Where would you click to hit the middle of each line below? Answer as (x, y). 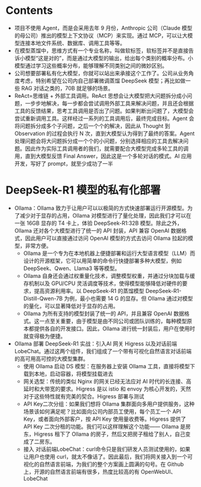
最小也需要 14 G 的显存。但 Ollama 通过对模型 (136, 298)
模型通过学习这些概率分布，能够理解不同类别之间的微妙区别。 (91, 65)
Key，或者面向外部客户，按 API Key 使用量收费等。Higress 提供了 (105, 419)
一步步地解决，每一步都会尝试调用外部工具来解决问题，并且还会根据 (109, 103)
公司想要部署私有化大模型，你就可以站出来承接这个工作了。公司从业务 (101, 73)
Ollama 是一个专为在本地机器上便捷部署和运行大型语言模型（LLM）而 (109, 253)
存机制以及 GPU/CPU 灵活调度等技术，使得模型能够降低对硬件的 (103, 283)
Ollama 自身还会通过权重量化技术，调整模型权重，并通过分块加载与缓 (109, 275)
